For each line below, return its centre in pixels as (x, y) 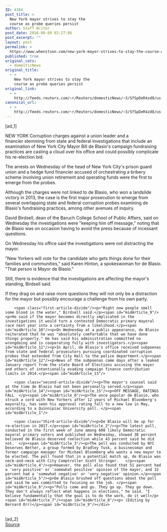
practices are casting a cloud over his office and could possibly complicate (82, 151)
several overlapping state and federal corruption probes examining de (77, 203)
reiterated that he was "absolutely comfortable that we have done (77, 334)
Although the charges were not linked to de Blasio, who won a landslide (78, 192)
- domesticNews (25, 65)
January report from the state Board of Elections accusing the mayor (80, 365)
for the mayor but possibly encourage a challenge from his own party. (77, 299)
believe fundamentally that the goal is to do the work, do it (72, 496)
